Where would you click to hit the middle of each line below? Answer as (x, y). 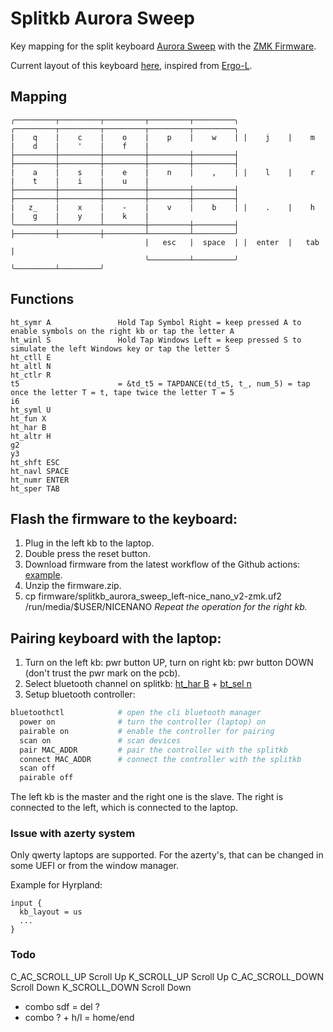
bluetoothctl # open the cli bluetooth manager (136, 713)
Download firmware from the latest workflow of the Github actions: (162, 564)
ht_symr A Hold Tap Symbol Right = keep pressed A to (156, 322)
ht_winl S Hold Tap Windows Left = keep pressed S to (156, 340)
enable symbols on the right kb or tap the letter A (122, 331)
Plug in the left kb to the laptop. (89, 543)
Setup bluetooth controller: (80, 694)
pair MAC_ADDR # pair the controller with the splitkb (153, 750)
